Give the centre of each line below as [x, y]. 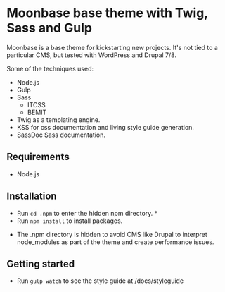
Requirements [38, 157]
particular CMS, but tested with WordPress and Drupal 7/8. [92, 55]
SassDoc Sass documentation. [61, 135]
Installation [32, 196]
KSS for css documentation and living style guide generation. [105, 127]
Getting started [41, 263]
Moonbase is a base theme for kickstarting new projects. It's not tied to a [112, 47]
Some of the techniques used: [50, 68]
